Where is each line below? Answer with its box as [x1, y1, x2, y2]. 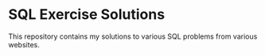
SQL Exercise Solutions [8, 6, 166, 24]
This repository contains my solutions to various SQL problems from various [8, 32, 258, 41]
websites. [8, 39, 40, 49]
